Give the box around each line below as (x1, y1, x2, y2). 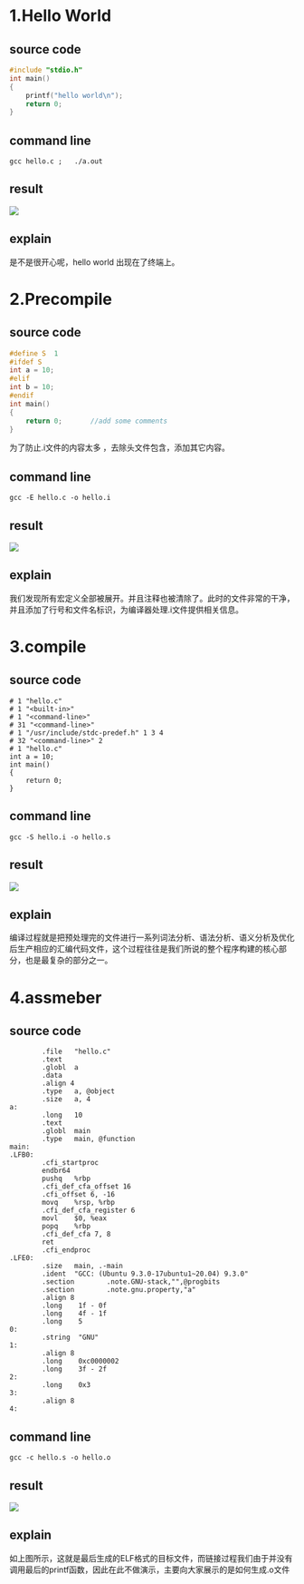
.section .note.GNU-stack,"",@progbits (42, 1277, 221, 1286)
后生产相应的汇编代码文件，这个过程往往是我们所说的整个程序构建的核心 (9, 944, 279, 954)
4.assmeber (9, 987, 102, 1008)
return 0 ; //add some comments (25, 416, 168, 425)
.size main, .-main (42, 1262, 124, 1271)
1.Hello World (9, 5, 111, 26)
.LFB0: (9, 1150, 34, 1159)
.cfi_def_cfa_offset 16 (42, 1182, 131, 1191)
